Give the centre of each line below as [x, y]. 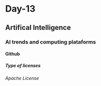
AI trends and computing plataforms [50, 42]
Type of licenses [23, 65]
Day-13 [20, 9]
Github [13, 54]
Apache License [22, 78]
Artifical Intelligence [38, 28]
